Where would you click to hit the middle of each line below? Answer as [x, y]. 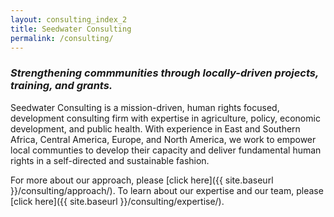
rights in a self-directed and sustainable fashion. [110, 160]
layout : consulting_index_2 [69, 19]
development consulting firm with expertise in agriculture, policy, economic [165, 118]
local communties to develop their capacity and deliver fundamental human [166, 150]
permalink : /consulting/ [62, 38]
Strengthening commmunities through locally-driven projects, [164, 73]
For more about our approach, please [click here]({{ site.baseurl [142, 180]
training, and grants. [61, 86]
